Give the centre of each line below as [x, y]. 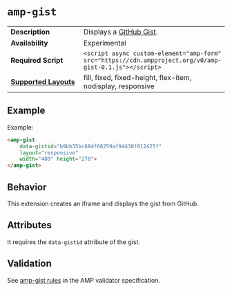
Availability [29, 43]
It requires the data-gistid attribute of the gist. [74, 242]
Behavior [27, 187]
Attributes [29, 225]
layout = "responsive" [49, 153]
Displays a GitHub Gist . [120, 32]
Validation [29, 264]
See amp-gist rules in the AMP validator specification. [84, 280]
